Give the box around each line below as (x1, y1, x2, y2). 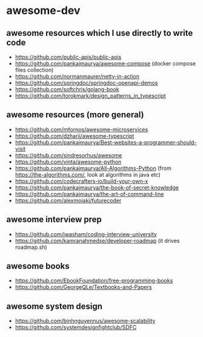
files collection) (15, 66, 54, 73)
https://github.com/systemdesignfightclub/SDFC (15, 324, 137, 331)
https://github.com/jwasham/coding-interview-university (15, 230, 158, 237)
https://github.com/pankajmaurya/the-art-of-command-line (15, 190, 164, 197)
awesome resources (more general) (6, 110, 144, 120)
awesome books (6, 261, 70, 271)
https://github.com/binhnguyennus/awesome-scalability (15, 317, 156, 325)
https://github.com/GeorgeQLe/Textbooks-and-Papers (15, 284, 152, 291)
